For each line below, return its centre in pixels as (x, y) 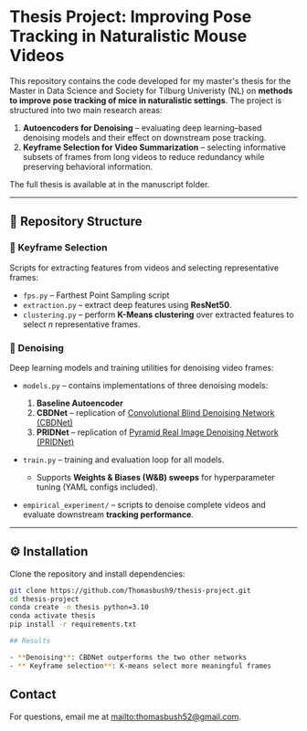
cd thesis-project (44, 599)
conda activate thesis (53, 616)
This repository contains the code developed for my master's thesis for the (150, 80)
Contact (33, 695)
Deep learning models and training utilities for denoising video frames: (142, 367)
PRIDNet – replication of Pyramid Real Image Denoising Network (157, 432)
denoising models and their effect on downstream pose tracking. (144, 137)
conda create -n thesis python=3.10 (79, 608)
